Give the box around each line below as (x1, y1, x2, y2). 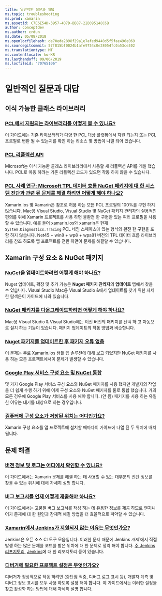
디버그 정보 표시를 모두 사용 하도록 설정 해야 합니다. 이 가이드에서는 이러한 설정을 (5, 580, 157, 586)
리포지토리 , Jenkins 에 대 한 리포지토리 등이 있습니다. (5, 549, 104, 554)
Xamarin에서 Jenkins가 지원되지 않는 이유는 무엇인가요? (5, 524, 131, 531)
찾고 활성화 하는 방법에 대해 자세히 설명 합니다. (5, 586, 93, 592)
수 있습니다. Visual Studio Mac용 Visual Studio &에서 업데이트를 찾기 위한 (5, 287, 146, 293)
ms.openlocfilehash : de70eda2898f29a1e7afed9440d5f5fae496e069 (5, 39, 135, 44)
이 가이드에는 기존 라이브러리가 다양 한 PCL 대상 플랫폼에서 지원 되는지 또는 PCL (5, 132, 157, 138)
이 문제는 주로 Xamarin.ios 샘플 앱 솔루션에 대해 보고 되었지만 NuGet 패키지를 (5, 350, 152, 356)
